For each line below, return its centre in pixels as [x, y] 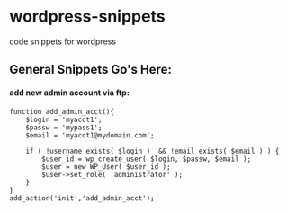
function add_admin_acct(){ [62, 111]
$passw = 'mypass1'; [64, 128]
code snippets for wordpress [63, 41]
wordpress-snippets [87, 17]
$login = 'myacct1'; [64, 119]
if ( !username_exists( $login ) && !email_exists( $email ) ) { [153, 151]
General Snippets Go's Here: [91, 70]
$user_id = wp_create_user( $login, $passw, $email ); [147, 159]
